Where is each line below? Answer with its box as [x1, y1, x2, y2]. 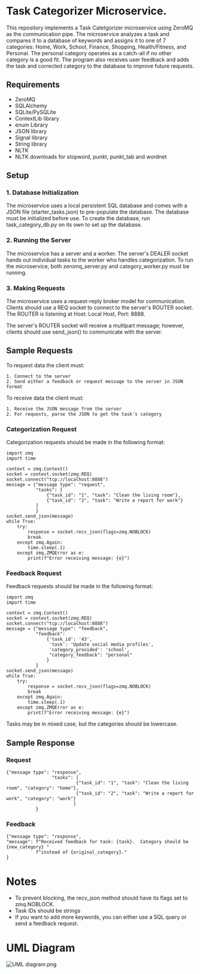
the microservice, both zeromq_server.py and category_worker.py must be [6, 262, 190, 269]
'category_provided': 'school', [49, 647, 130, 653]
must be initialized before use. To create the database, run [6, 215, 150, 222]
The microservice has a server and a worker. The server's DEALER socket [6, 250, 189, 257]
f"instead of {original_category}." [35, 849, 128, 856]
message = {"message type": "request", [6, 482, 106, 488]
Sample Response [6, 738, 75, 748]
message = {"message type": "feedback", [6, 626, 109, 632]
